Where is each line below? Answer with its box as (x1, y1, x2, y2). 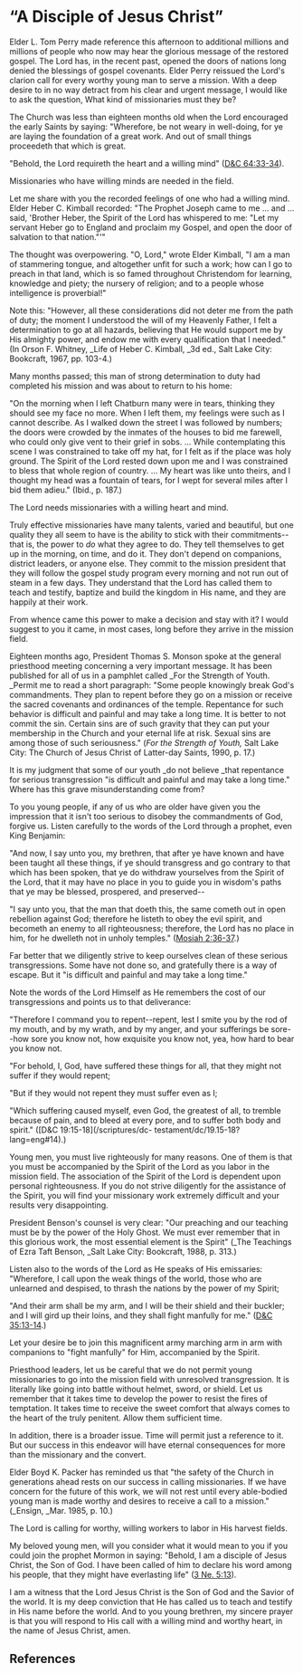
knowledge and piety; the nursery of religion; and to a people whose (9, 278, 265, 289)
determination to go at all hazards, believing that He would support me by (9, 324, 283, 335)
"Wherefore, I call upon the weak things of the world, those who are (9, 1273, 262, 1284)
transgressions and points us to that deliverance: (9, 996, 192, 1007)
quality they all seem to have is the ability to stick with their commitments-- (9, 529, 289, 540)
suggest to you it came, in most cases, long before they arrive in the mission (9, 623, 294, 635)
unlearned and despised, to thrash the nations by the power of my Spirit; (9, 1283, 280, 1294)
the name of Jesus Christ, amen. (9, 1625, 131, 1636)
